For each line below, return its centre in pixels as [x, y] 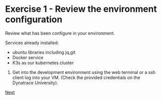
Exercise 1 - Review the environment [81, 9]
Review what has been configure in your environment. [60, 33]
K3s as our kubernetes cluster [43, 63]
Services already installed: [32, 42]
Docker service [28, 57]
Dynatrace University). [35, 83]
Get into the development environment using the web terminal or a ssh [84, 72]
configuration [34, 19]
